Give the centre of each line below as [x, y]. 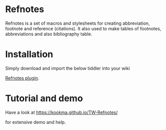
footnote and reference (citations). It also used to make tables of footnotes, [83, 28]
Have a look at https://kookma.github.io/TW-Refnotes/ [62, 112]
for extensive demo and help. [36, 122]
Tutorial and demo [44, 99]
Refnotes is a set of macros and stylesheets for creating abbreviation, [77, 23]
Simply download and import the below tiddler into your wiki [68, 68]
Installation [29, 54]
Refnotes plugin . [22, 78]
